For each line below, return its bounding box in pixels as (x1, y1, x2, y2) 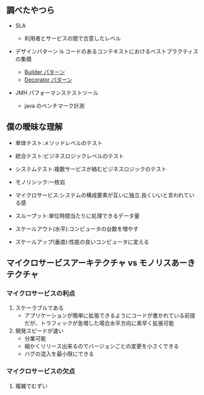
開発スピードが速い (15, 327, 64, 335)
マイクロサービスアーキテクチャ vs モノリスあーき (6, 258, 195, 268)
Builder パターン (24, 68, 65, 75)
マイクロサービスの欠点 (6, 367, 75, 375)
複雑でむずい (15, 382, 48, 389)
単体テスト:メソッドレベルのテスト (15, 139, 103, 147)
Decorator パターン (24, 75, 73, 83)
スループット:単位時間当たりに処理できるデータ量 (15, 212, 140, 219)
